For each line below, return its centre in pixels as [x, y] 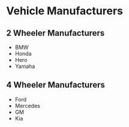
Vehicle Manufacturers [64, 11]
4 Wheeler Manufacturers [55, 85]
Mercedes [27, 106]
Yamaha [25, 66]
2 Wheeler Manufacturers [55, 33]
